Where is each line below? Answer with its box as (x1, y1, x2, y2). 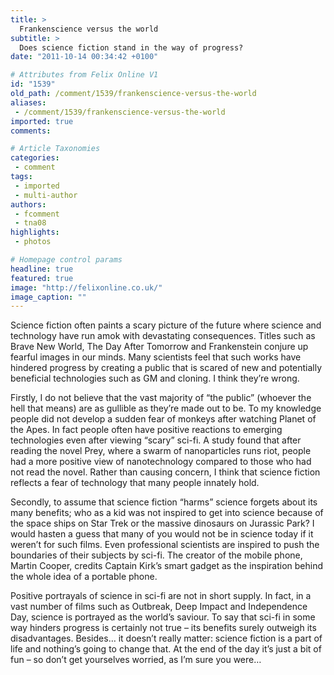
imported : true (10, 116, 74, 126)
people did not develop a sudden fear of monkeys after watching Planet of (10, 413, 317, 425)
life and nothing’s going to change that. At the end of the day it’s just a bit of (10, 643, 322, 655)
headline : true (10, 264, 74, 274)
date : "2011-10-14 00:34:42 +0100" (10, 52, 159, 62)
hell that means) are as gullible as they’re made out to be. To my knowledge (10, 402, 322, 415)
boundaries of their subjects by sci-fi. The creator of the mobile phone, (10, 549, 303, 561)
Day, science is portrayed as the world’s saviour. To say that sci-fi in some (10, 611, 316, 623)
